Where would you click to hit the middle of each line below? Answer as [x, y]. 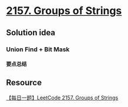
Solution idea [31, 33]
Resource [24, 83]
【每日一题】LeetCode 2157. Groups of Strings [62, 98]
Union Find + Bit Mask [38, 49]
